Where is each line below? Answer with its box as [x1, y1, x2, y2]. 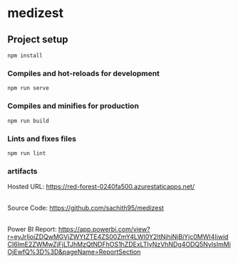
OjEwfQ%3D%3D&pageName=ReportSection [7, 247, 141, 257]
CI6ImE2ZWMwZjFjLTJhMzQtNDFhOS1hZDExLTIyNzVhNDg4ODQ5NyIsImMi [7, 240, 232, 249]
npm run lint [7, 149, 46, 157]
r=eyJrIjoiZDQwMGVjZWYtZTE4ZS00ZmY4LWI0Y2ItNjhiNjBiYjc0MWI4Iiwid [7, 232, 229, 241]
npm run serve [7, 85, 50, 92]
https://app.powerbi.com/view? [58, 225, 151, 234]
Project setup [7, 33, 69, 45]
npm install [7, 52, 43, 59]
